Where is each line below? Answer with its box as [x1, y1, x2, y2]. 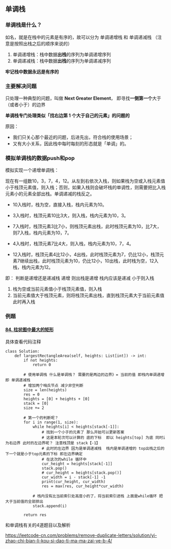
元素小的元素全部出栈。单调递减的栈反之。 [5, 191, 95, 197]
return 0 [32, 362, 51, 368]
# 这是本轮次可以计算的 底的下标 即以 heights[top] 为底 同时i [41, 435, 165, 441]
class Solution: [5, 349, 40, 354]
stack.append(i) [32, 504, 67, 509]
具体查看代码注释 [5, 339, 41, 345]
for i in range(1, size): [23, 420, 79, 425]
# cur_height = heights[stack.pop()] [41, 470, 122, 475]
